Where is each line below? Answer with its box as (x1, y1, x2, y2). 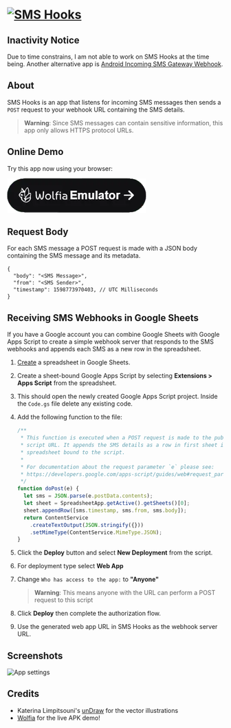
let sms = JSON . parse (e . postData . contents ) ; (23, 492, 153, 499)
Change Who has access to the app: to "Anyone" (16, 575, 159, 583)
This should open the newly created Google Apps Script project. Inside (16, 393, 218, 401)
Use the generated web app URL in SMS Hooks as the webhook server (16, 623, 218, 631)
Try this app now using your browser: (7, 164, 113, 172)
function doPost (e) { (16, 486, 79, 492)
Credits (7, 688, 40, 700)
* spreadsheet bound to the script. (20, 448, 126, 456)
